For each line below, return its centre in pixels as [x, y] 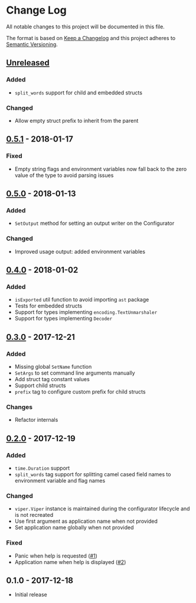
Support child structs [40, 385]
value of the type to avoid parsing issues [64, 175]
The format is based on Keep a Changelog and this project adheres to [91, 38]
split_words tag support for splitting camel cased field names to [93, 474]
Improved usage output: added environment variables [80, 251]
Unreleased [28, 63]
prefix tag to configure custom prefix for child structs [80, 391]
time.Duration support [42, 468]
